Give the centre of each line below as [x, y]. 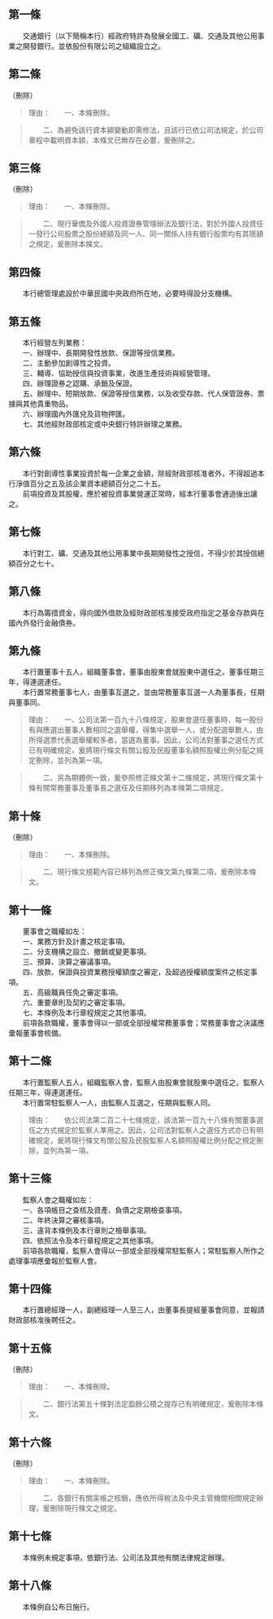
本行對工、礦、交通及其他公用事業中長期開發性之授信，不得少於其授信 [140, 553]
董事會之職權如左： [54, 931]
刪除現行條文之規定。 [86, 1508]
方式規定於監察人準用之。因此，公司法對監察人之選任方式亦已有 [149, 1130]
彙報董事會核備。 [37, 1033]
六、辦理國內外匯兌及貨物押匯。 [76, 414]
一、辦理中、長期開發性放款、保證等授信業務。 [101, 353]
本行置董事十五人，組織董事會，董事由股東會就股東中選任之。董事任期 [140, 672]
